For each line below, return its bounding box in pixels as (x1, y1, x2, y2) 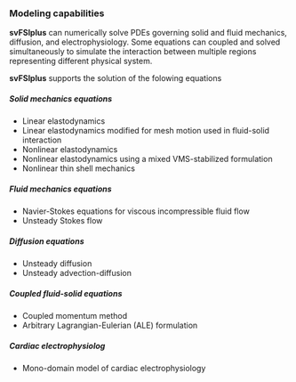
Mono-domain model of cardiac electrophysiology (21, 363, 206, 374)
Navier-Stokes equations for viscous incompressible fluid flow (21, 206, 251, 216)
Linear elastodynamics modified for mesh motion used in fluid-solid (21, 126, 269, 136)
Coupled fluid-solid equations (9, 288, 123, 298)
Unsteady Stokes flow (21, 215, 103, 226)
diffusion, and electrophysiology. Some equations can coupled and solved (9, 37, 281, 47)
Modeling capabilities (9, 7, 105, 20)
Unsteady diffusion (21, 258, 92, 269)
